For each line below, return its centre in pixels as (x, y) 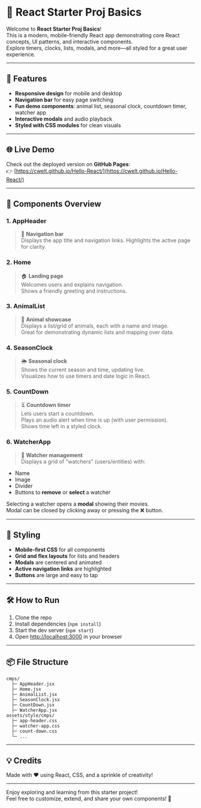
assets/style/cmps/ (31, 716)
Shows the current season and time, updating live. (83, 370)
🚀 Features (27, 79)
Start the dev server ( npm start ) (54, 630)
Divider (24, 486)
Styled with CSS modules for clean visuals (68, 125)
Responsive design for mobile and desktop (68, 93)
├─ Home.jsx (27, 689)
